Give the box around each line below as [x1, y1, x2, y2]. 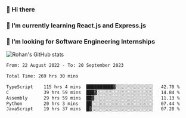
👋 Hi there [6, 5, 36, 14]
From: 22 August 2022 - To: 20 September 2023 [6, 63, 124, 69]
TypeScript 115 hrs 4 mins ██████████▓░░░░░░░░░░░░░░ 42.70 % [6, 83, 180, 90]
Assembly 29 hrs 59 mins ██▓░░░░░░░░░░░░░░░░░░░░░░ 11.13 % [6, 95, 180, 101]
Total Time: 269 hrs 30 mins [6, 73, 79, 79]
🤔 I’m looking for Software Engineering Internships [6, 37, 156, 45]
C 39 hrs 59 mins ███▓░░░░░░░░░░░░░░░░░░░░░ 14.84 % [6, 89, 180, 95]
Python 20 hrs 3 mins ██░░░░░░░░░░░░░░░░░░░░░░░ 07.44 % [6, 101, 180, 107]
